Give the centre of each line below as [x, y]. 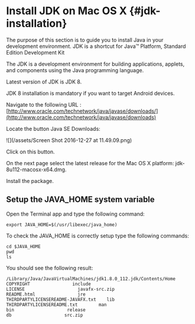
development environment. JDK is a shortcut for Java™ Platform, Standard [96, 46]
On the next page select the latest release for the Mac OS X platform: [90, 163]
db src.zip [45, 315]
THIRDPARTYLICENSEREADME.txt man [57, 304]
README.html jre [46, 294]
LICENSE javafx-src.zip [61, 289]
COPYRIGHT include [49, 284]
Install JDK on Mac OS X [66, 11]
